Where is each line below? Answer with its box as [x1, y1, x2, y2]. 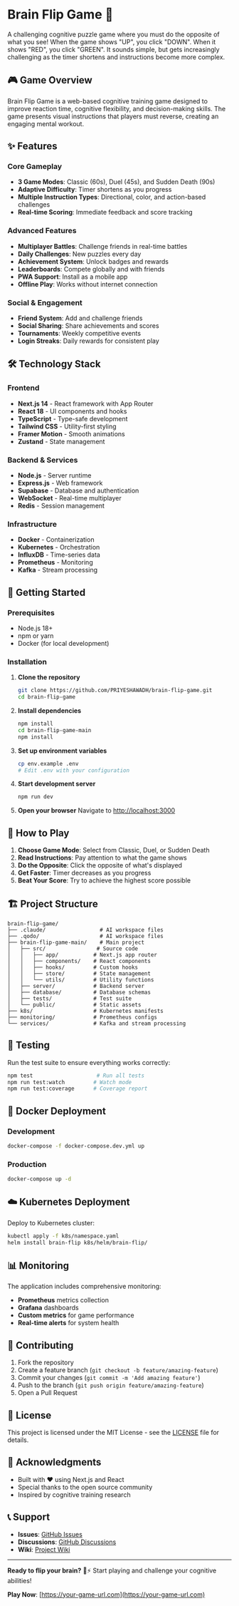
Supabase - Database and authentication [17, 486, 139, 495]
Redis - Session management [17, 502, 105, 510]
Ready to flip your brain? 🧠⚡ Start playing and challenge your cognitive [7, 1566, 217, 1575]
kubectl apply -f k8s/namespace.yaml [7, 1232, 119, 1240]
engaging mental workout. [7, 119, 84, 128]
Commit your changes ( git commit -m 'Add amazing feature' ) [17, 1374, 201, 1382]
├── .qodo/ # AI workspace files [7, 932, 164, 940]
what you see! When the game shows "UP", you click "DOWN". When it [7, 37, 216, 46]
